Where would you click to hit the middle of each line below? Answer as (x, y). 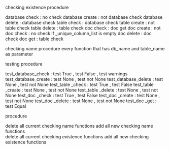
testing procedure (24, 64)
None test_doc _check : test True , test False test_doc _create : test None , (82, 95)
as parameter (19, 54)
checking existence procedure (37, 7)
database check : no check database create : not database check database (84, 17)
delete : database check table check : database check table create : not (80, 23)
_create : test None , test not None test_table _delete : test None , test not (82, 90)
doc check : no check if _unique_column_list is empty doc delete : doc (79, 33)
